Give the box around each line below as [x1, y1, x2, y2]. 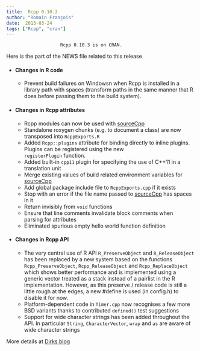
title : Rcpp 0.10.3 [6, 8, 58, 15]
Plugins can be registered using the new [23, 145, 124, 152]
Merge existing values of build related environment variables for [23, 171, 183, 178]
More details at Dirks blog [6, 338, 70, 345]
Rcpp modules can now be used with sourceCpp [23, 120, 145, 127]
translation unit [23, 164, 61, 172]
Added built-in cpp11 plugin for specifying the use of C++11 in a [23, 158, 181, 166]
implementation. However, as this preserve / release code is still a [23, 281, 187, 288]
